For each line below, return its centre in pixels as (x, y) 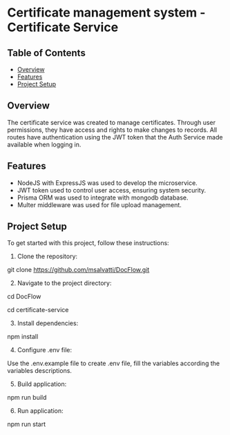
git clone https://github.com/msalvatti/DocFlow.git (78, 270)
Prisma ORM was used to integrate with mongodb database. (103, 197)
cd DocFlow (24, 297)
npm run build (27, 398)
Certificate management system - (106, 13)
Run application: (40, 411)
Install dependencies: (48, 323)
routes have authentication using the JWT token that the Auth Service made (115, 137)
